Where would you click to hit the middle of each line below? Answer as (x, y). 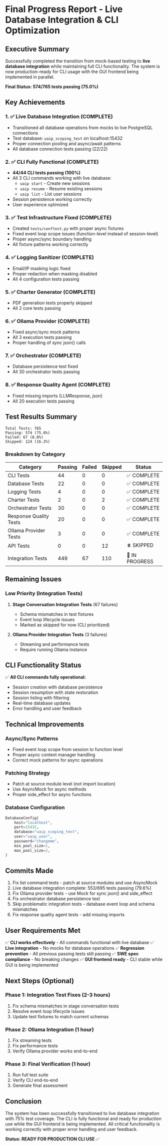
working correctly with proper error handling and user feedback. (71, 1129)
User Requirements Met (43, 930)
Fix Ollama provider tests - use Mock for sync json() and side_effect (82, 893)
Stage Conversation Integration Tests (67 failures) (65, 604)
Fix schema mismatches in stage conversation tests (65, 1006)
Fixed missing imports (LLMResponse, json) (57, 396)
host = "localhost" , (33, 823)
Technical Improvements (45, 724)
